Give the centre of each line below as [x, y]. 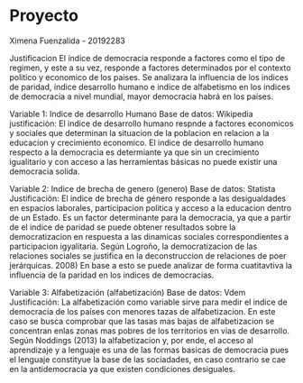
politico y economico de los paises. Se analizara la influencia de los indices [149, 77]
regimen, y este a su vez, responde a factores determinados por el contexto [150, 68]
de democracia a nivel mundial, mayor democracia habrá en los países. [141, 96]
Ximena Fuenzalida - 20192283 [68, 41]
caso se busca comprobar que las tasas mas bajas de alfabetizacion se [142, 321]
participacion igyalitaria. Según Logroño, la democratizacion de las [133, 246]
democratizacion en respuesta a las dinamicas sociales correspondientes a [149, 236]
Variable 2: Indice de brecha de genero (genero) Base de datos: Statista [142, 188]
